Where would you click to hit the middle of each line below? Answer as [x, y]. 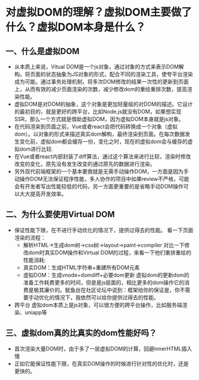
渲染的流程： [30, 238]
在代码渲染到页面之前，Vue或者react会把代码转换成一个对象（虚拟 [96, 127]
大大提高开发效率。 [43, 194]
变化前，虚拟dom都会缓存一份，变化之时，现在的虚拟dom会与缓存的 [104, 142]
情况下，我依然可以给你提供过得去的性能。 [107, 297]
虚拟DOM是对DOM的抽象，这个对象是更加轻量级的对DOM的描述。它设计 [103, 104]
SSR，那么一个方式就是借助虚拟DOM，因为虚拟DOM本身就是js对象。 [99, 119]
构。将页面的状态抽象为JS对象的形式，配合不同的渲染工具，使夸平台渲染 [103, 74]
